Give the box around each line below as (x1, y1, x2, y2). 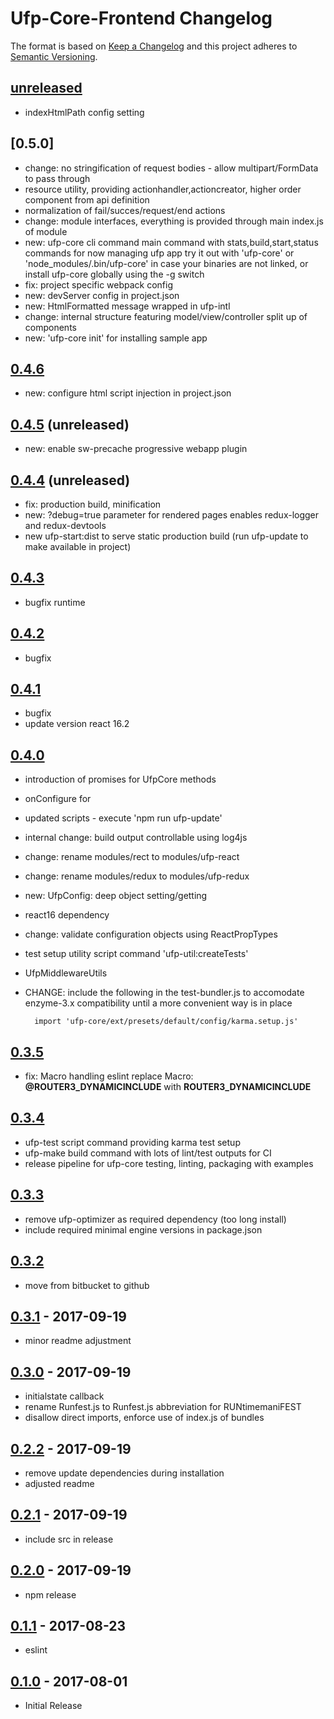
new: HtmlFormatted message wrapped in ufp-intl (24, 300, 231, 312)
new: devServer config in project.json (24, 289, 180, 301)
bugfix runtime (24, 596, 86, 608)
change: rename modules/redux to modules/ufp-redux (24, 870, 250, 882)
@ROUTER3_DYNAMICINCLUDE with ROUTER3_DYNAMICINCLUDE (24, 1081, 312, 1093)
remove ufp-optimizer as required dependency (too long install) (24, 1213, 287, 1225)
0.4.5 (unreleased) (10, 416, 130, 433)
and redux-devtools (24, 520, 107, 531)
